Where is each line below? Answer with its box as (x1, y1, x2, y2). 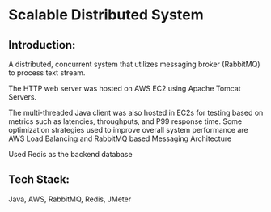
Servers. (8, 92, 37, 102)
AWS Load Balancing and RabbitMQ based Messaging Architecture (8, 134, 232, 143)
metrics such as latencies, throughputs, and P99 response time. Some (8, 117, 243, 126)
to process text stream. (8, 68, 86, 78)
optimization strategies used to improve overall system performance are (8, 125, 248, 134)
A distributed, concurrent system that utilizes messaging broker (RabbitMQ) (8, 59, 260, 69)
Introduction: (8, 38, 76, 52)
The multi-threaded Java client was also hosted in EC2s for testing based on (8, 108, 264, 117)
